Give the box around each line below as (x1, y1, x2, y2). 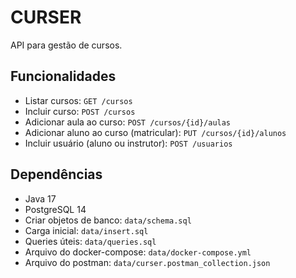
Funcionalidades (10, 68, 117, 85)
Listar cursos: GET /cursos (24, 94, 133, 106)
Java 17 (24, 192, 57, 205)
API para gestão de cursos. (10, 39, 123, 51)
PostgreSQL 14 (24, 203, 87, 215)
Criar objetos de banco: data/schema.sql (24, 214, 192, 226)
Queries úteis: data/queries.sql (24, 235, 157, 247)
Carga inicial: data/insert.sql (24, 224, 149, 236)
